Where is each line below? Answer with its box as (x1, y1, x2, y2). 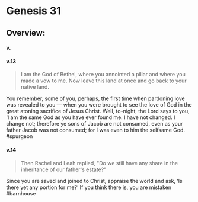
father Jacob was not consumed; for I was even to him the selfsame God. (6, 126, 186, 134)
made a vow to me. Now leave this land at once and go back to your (20, 77, 187, 84)
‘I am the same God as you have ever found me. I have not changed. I (6, 114, 175, 121)
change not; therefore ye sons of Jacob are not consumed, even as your (6, 120, 183, 127)
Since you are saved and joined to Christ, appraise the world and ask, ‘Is (6, 177, 183, 184)
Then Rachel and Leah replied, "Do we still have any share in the (20, 159, 178, 166)
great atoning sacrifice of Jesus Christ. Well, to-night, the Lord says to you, (6, 108, 190, 115)
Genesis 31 (6, 4, 61, 18)
